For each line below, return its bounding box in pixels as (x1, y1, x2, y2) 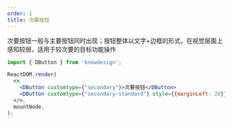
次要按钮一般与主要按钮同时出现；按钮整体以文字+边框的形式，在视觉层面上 (7, 36, 223, 45)
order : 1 (7, 10, 32, 17)
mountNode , (13, 103, 45, 110)
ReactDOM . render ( (7, 71, 57, 78)
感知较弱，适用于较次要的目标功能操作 (7, 45, 116, 53)
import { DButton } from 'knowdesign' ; (7, 59, 122, 66)
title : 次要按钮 (7, 17, 50, 23)
